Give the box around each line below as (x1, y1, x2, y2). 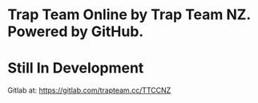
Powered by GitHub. (7, 22, 144, 41)
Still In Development (7, 59, 144, 77)
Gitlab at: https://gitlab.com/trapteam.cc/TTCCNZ (7, 85, 171, 95)
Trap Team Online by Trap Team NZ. (7, 6, 252, 24)
